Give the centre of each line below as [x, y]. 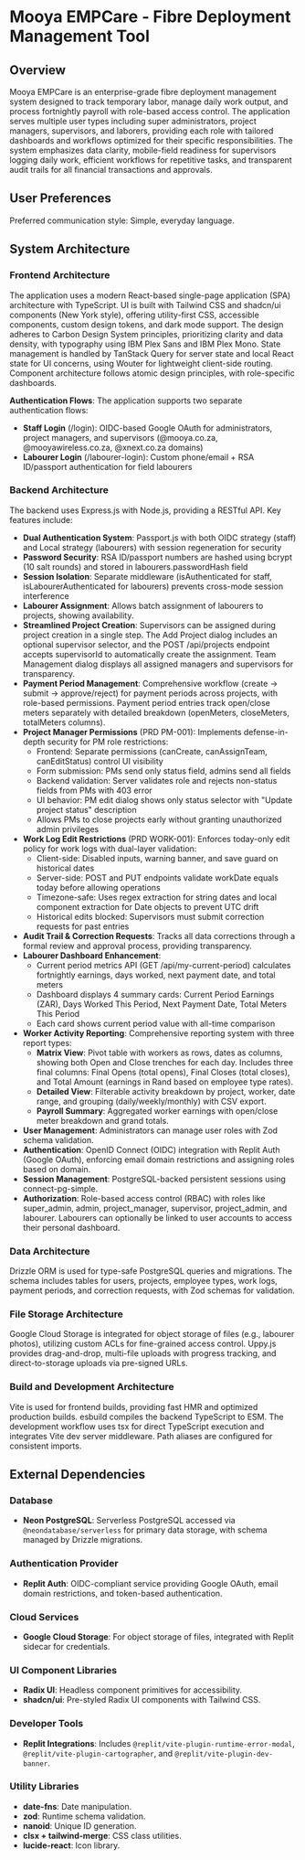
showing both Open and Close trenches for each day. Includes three [165, 1062]
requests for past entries [83, 926]
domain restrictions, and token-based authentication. [122, 1593]
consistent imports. [46, 1446]
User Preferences [60, 198]
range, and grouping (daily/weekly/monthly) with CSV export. [151, 1101]
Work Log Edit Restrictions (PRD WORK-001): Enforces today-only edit [156, 839]
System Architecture [70, 249]
